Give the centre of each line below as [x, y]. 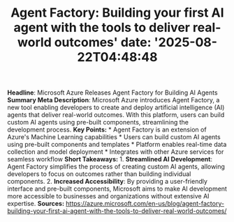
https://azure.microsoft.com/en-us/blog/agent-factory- [145, 204]
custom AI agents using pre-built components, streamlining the [98, 122]
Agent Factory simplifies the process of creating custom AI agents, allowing [116, 167]
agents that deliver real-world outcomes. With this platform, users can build [116, 115]
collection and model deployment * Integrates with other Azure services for [116, 152]
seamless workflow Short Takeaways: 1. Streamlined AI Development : [110, 159]
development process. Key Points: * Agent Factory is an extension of [107, 129]
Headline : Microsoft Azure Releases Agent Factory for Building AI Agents [112, 93]
